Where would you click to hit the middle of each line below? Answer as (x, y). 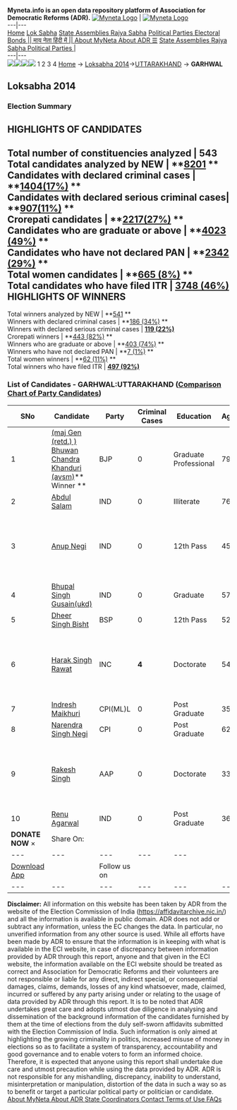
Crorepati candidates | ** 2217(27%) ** (96, 219)
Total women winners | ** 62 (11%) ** (62, 359)
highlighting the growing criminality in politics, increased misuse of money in (119, 1039)
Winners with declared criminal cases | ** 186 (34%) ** (87, 321)
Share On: (68, 839)
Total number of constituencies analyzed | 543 (112, 154)
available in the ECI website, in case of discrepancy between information (113, 949)
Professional (194, 464)
